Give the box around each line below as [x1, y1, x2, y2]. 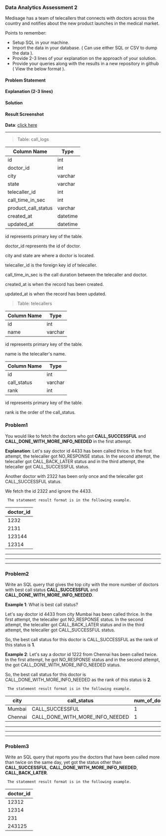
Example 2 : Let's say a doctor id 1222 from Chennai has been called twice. [5, 651, 158, 657]
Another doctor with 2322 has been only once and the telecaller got [5, 473, 143, 479]
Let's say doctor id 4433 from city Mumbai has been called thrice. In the [5, 611, 153, 617]
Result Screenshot [5, 111, 44, 117]
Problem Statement [5, 77, 46, 83]
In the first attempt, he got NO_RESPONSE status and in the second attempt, [5, 656, 160, 662]
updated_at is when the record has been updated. [5, 291, 107, 297]
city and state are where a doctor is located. [5, 253, 95, 259]
